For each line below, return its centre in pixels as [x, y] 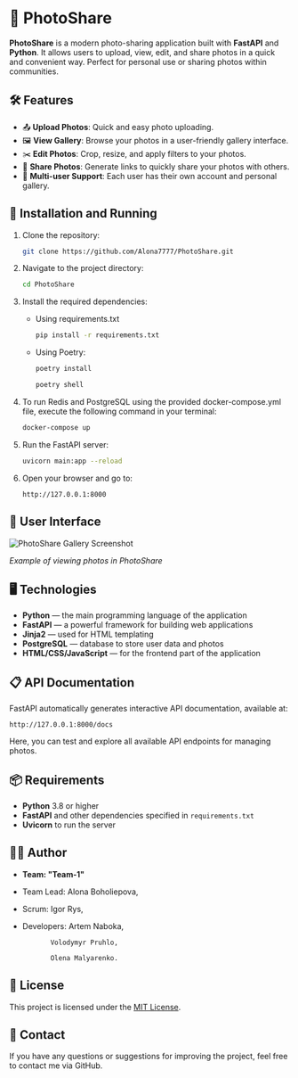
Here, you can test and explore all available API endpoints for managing [140, 741]
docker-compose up [56, 427]
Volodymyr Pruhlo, [84, 942]
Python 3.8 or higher [60, 805]
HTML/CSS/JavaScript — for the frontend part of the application [141, 654]
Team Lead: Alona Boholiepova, [80, 892]
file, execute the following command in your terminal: [119, 411]
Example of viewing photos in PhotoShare [86, 560]
